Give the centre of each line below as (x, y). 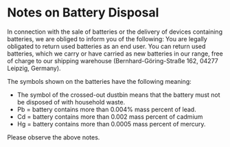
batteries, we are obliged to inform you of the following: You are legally (107, 38)
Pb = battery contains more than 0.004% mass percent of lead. (107, 109)
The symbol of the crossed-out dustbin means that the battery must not (119, 95)
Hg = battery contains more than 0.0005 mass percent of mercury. (111, 124)
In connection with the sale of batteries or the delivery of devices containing (115, 32)
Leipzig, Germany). (34, 68)
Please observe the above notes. (54, 137)
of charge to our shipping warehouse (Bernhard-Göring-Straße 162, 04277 (113, 60)
